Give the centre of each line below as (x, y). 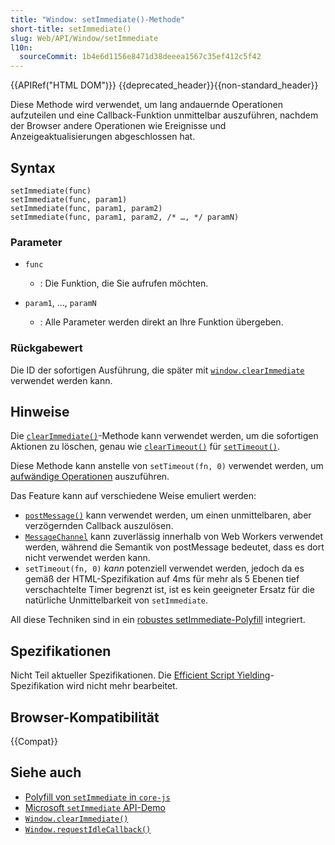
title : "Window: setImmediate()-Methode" (98, 19)
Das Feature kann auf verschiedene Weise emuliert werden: (133, 496)
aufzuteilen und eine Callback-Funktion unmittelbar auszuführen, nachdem (164, 115)
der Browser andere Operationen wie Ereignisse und (118, 126)
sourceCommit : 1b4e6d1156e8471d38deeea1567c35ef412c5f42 (140, 57)
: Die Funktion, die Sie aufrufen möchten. (124, 283)
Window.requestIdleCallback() (88, 829)
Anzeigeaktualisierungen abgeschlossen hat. (103, 137)
